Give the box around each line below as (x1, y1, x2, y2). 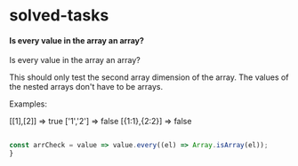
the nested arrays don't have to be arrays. (9, 82, 163, 92)
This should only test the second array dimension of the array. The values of (9, 72, 289, 83)
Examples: (9, 99, 47, 109)
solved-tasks (9, 5, 109, 26)
